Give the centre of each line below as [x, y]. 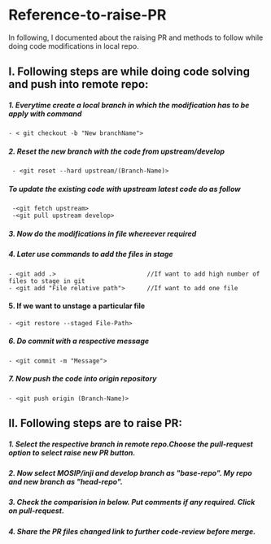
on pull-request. [37, 511]
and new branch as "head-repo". [66, 482]
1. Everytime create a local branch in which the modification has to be [129, 105]
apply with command [45, 113]
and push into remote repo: [79, 84]
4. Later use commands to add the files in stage [91, 255]
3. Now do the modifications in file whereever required [103, 233]
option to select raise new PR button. [72, 452]
